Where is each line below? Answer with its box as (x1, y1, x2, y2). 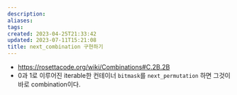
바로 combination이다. (17, 80, 81, 89)
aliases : (7, 17, 33, 24)
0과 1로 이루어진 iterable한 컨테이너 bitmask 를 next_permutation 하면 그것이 (17, 72, 231, 79)
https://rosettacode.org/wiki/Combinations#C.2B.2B (17, 63, 170, 71)
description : (7, 10, 46, 18)
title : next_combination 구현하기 (7, 43, 104, 50)
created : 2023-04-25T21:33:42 (7, 30, 97, 38)
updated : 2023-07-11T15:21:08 (7, 37, 97, 44)
